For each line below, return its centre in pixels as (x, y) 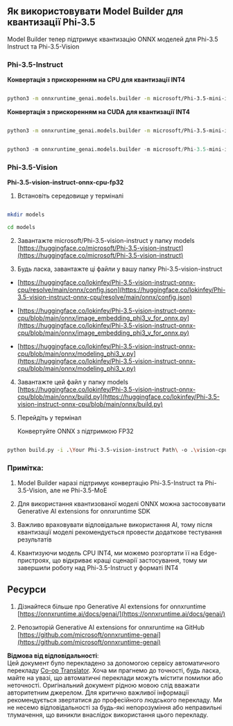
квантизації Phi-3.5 (51, 23)
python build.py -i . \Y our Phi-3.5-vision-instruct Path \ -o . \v (103, 450)
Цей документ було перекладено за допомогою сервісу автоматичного (113, 663)
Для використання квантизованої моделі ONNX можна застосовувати (121, 503)
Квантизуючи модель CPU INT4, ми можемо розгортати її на (108, 553)
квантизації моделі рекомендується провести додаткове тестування (119, 532)
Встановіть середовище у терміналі (70, 196)
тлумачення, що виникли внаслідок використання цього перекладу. (108, 715)
